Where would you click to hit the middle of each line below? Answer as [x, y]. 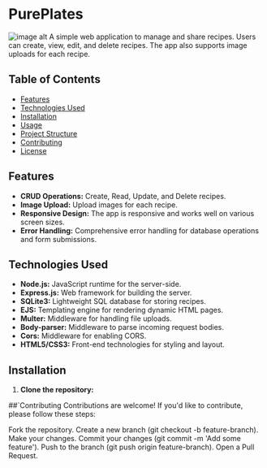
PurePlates [46, 14]
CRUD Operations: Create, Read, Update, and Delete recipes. [123, 196]
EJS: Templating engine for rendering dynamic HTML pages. [122, 310]
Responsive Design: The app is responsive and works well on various [137, 213]
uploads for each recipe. [50, 54]
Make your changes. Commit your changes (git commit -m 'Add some [125, 439]
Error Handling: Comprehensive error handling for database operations [140, 230]
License [33, 150]
